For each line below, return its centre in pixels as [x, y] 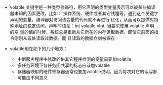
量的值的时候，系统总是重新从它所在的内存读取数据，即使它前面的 [87, 32]
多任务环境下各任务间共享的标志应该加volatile [63, 65]
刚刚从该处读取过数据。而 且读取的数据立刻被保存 [64, 38]
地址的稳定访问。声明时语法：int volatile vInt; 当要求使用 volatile [79, 26]
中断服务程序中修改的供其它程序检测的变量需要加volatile [74, 59]
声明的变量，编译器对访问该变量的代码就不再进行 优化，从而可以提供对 [82, 20]
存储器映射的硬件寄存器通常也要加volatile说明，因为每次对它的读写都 [87, 71]
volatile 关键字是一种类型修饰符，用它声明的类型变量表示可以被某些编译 [82, 7]
